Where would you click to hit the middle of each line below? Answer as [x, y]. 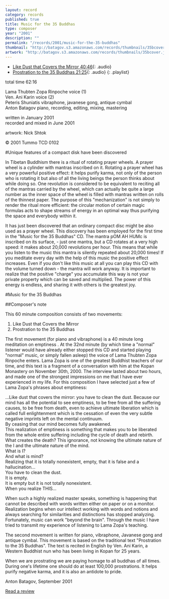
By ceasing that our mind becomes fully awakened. [58, 424]
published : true [22, 19]
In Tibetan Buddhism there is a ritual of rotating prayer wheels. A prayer [79, 162]
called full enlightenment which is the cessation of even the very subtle [79, 413]
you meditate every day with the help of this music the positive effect [77, 258]
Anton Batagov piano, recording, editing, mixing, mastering [66, 108]
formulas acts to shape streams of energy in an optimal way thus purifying [82, 210]
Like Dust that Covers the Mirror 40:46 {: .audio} [62, 67]
